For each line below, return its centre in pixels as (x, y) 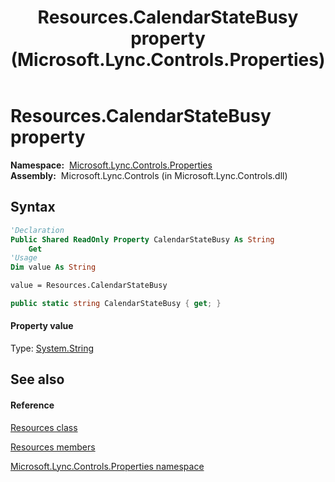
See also (37, 379)
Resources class (44, 427)
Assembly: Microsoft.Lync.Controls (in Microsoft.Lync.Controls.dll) (149, 175)
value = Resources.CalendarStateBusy (89, 286)
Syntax (33, 207)
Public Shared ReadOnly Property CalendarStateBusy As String (142, 239)
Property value (42, 326)
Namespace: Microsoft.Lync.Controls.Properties (111, 165)
